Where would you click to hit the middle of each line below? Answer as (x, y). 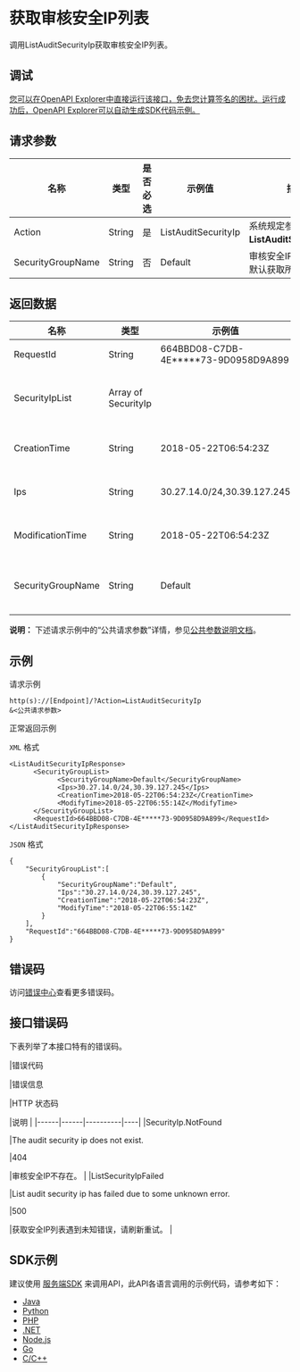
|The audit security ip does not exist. (77, 1140)
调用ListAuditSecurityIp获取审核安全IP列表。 (91, 45)
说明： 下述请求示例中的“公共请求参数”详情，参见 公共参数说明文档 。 (135, 630)
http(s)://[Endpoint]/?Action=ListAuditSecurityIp (105, 701)
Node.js (37, 1339)
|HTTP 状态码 (34, 1103)
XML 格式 (25, 748)
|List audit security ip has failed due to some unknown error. (120, 1193)
